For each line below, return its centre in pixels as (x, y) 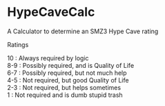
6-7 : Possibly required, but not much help (67, 73)
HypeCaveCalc (51, 12)
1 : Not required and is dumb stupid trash (65, 95)
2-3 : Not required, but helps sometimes (64, 87)
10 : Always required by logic (48, 58)
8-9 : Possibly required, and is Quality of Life (71, 65)
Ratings (18, 44)
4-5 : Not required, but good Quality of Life (68, 80)
